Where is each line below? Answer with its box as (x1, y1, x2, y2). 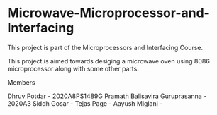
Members (7, 78, 35, 86)
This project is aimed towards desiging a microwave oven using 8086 (7, 56, 211, 65)
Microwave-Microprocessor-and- (7, 5, 211, 21)
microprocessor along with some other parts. (7, 64, 140, 73)
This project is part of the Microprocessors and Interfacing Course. (7, 43, 204, 52)
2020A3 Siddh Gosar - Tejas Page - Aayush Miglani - (7, 99, 163, 107)
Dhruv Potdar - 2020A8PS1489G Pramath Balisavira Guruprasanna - (7, 92, 207, 100)
